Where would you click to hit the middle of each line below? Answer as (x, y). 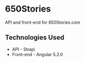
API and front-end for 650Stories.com (43, 22)
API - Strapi (23, 49)
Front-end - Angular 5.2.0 (37, 54)
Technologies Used (35, 38)
